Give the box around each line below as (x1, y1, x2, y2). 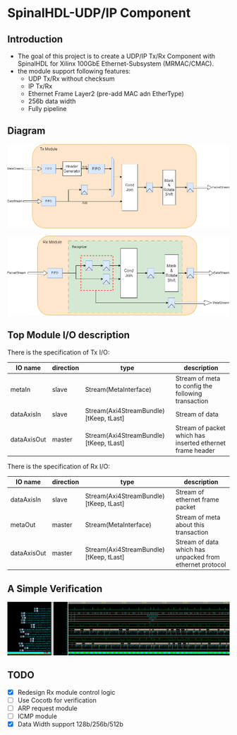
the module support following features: (17, 67, 131, 75)
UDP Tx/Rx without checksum (28, 74, 115, 83)
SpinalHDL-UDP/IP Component (7, 5, 191, 21)
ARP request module (17, 704, 78, 712)
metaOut (10, 520, 36, 528)
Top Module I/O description (7, 329, 130, 341)
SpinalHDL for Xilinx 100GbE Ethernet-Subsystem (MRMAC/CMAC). (17, 59, 214, 68)
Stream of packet (175, 424, 226, 432)
